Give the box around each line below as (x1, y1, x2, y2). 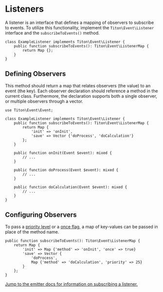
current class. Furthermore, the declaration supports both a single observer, (5, 93, 157, 99)
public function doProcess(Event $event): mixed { (14, 167, 119, 172)
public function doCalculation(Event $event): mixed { (14, 185, 127, 189)
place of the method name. (5, 229, 59, 235)
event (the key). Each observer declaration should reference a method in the (5, 88, 158, 94)
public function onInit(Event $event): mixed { (14, 150, 112, 155)
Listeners (5, 3, 44, 15)
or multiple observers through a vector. (5, 98, 84, 104)
